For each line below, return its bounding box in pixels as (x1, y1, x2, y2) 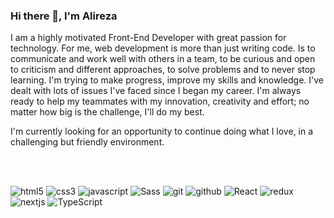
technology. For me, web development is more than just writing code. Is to (10, 42, 316, 54)
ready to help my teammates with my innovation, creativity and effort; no (10, 95, 310, 108)
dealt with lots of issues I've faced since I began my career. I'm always (10, 85, 302, 97)
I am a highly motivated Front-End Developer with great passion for (10, 32, 287, 44)
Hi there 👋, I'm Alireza (10, 9, 118, 23)
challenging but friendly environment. (10, 136, 165, 148)
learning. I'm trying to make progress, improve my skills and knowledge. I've (10, 74, 324, 86)
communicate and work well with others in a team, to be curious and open (10, 53, 316, 65)
